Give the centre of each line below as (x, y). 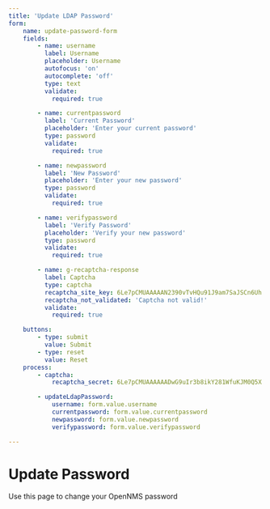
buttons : (38, 330)
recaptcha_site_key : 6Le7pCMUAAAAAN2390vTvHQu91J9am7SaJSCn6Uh (153, 292)
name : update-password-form (70, 31)
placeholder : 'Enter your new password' (113, 180)
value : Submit (68, 345)
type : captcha (68, 285)
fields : (36, 38)
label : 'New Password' (82, 173)
